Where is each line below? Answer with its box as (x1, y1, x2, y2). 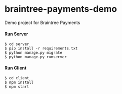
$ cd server (4, 42, 29, 47)
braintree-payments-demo (4, 3, 117, 15)
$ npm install (4, 80, 34, 85)
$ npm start (4, 84, 29, 89)
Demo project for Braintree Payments (4, 20, 81, 25)
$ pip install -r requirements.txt (4, 46, 78, 51)
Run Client (4, 65, 27, 70)
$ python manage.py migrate (4, 50, 63, 55)
